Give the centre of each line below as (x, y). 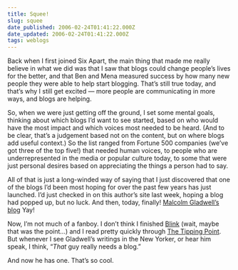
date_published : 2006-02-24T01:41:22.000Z (71, 27)
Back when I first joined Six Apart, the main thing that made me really (109, 61)
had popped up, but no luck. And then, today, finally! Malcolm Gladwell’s (113, 202)
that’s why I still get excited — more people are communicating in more (112, 91)
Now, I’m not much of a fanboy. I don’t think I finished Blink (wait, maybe (113, 224)
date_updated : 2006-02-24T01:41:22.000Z (68, 34)
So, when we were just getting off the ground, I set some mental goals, (111, 113)
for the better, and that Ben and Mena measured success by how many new (119, 76)
